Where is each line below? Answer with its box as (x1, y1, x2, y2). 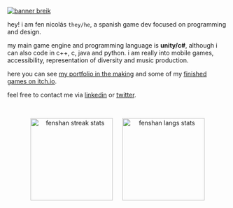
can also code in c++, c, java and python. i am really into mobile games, (7, 49, 214, 57)
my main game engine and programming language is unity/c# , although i (7, 41, 218, 49)
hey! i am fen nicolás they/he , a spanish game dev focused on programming (7, 20, 226, 28)
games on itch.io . (7, 77, 57, 85)
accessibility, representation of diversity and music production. (7, 56, 189, 64)
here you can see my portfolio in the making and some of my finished (7, 70, 207, 78)
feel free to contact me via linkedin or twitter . (7, 91, 136, 99)
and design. (7, 28, 42, 36)
